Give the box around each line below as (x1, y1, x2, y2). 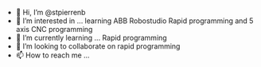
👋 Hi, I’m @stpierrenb (15, 8, 86, 17)
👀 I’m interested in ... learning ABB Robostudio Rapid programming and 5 (15, 16, 254, 26)
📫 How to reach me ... (15, 50, 90, 60)
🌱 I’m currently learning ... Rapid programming (15, 33, 167, 42)
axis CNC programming (15, 25, 93, 33)
